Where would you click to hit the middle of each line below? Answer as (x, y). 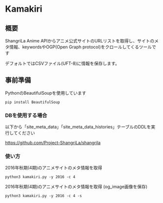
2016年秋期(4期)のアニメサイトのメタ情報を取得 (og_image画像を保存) (76, 187)
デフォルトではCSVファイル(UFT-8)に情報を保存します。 (62, 63)
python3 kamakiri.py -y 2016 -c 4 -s (44, 196)
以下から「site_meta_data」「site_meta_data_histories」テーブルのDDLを (78, 127)
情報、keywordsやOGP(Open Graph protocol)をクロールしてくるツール (81, 47)
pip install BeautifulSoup (33, 102)
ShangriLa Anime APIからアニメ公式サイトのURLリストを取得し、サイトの (80, 41)
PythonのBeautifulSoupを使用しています (46, 93)
